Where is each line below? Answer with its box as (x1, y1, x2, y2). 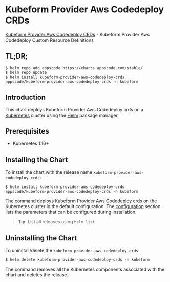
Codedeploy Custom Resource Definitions (5, 37, 94, 43)
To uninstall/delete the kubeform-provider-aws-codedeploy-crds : (5, 248, 140, 253)
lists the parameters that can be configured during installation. (5, 209, 137, 215)
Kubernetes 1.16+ (12, 140, 49, 147)
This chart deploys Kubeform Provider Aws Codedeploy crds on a (5, 106, 144, 112)
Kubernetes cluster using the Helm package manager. (5, 112, 119, 118)
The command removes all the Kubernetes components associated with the (5, 266, 165, 272)
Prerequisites (5, 127, 49, 136)
